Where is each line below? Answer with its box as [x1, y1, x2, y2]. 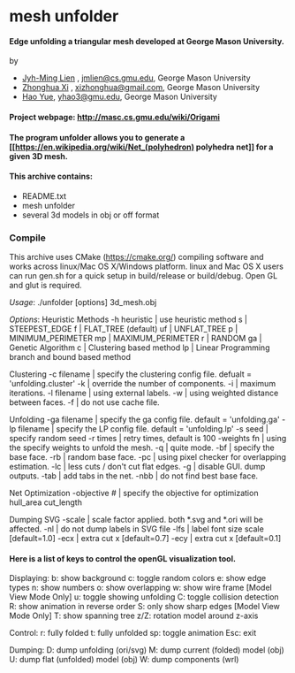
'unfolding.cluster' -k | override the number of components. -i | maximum [9, 379, 276, 389]
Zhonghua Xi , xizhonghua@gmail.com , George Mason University [21, 82, 261, 93]
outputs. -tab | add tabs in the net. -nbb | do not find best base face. [9, 470, 259, 481]
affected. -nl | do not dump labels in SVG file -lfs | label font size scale [9, 524, 265, 534]
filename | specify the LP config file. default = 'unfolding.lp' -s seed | [17, 424, 269, 434]
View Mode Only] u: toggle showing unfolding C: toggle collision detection [9, 592, 280, 602]
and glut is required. [9, 280, 82, 291]
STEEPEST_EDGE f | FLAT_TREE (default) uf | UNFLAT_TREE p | [9, 324, 238, 334]
